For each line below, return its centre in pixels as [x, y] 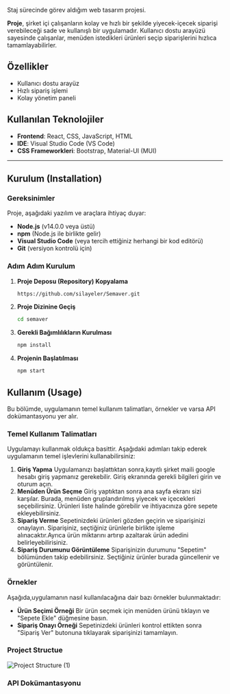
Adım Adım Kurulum [41, 266]
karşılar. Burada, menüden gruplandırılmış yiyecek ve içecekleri [106, 499]
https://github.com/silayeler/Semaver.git [78, 294]
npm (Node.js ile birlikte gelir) [59, 234]
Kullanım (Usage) [44, 392]
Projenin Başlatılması [48, 358]
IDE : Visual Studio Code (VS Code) [66, 143]
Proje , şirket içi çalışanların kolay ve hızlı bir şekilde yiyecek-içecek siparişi [112, 23]
